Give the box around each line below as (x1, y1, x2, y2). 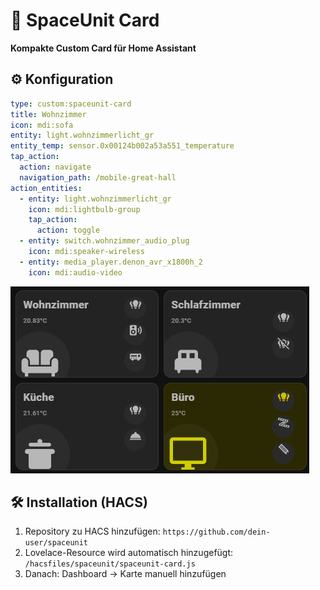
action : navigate (19, 162, 92, 172)
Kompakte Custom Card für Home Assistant (10, 42, 197, 54)
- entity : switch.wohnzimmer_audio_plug (19, 236, 190, 246)
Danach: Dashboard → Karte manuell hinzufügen (24, 568, 227, 580)
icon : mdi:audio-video (28, 267, 123, 278)
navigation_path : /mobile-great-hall (19, 172, 177, 183)
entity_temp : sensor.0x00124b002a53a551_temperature (10, 141, 235, 151)
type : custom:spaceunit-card (10, 99, 132, 109)
